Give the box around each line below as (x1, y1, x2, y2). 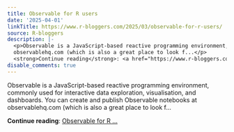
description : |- (7, 36, 54, 43)
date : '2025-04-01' (7, 17, 64, 24)
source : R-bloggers (7, 29, 64, 37)
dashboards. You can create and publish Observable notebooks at (7, 95, 197, 104)
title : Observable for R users (7, 10, 98, 17)
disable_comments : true (7, 62, 77, 69)
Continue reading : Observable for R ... (7, 116, 118, 125)
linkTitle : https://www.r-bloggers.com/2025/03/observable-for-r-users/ (7, 23, 223, 30)
